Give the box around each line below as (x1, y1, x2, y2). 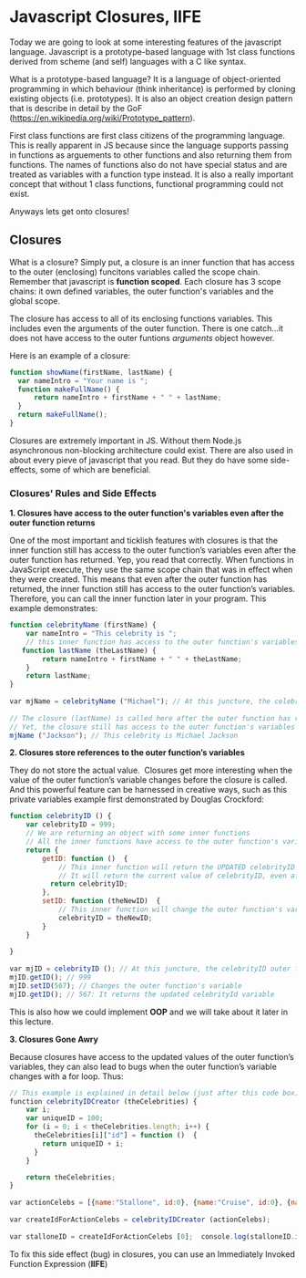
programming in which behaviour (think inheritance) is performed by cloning (9, 83, 296, 94)
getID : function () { (42, 854, 128, 863)
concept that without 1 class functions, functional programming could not (9, 178, 284, 189)
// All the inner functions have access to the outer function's (25, 837, 280, 847)
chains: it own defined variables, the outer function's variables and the (9, 286, 274, 296)
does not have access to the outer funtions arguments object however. (9, 332, 275, 343)
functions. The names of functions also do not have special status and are (9, 159, 288, 170)
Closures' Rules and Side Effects (9, 486, 157, 499)
